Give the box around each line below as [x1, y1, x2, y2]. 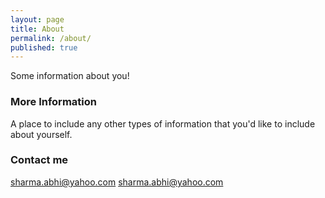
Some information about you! [10, 70, 130, 82]
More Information [10, 95, 97, 109]
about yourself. [10, 128, 73, 140]
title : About [10, 24, 65, 34]
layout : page [10, 14, 65, 25]
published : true [10, 42, 78, 53]
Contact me [10, 153, 69, 167]
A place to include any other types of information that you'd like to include [10, 117, 316, 130]
